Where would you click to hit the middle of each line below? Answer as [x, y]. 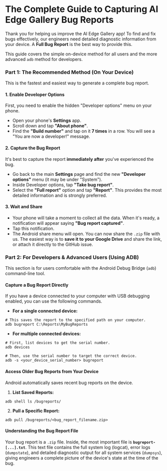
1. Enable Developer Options [35, 94]
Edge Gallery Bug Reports [59, 20]
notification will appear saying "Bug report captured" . [68, 223]
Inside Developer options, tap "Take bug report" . [63, 185]
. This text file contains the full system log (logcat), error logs [88, 447]
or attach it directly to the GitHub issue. [53, 244]
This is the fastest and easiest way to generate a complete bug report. [77, 83]
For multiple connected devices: [47, 334]
